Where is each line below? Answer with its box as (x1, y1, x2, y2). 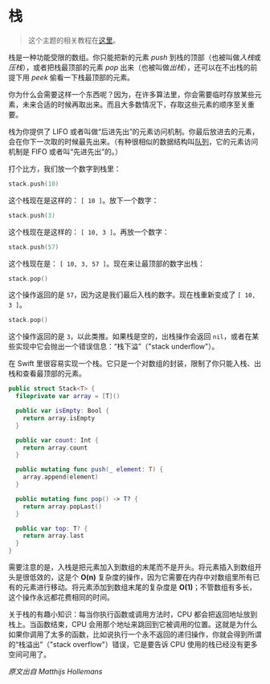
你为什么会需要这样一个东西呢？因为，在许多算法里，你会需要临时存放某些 (8, 89, 255, 99)
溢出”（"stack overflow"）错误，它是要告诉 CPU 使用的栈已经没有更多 (25, 640, 258, 649)
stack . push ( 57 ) (8, 242, 59, 251)
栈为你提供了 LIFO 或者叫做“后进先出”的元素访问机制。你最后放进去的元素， (8, 126, 260, 136)
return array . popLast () (22, 503, 103, 511)
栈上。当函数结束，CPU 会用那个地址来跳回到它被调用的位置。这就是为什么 (8, 620, 258, 629)
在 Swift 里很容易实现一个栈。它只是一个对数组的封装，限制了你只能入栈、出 (8, 359, 261, 368)
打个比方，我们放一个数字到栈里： (8, 164, 121, 173)
